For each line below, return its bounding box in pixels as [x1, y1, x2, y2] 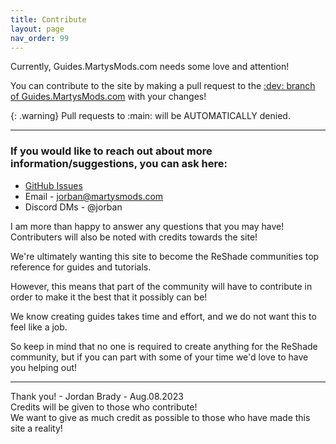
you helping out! [10, 361, 78, 373]
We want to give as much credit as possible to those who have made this [10, 411, 311, 423]
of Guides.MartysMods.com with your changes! [10, 91, 207, 103]
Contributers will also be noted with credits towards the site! [10, 231, 258, 243]
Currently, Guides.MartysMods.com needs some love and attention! [10, 61, 290, 73]
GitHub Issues [24, 179, 83, 191]
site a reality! [10, 422, 63, 434]
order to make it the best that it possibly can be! [10, 291, 208, 303]
